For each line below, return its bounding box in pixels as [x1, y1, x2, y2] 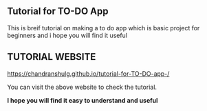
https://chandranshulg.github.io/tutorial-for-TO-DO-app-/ [7, 69, 170, 78]
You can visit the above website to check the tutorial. [7, 83, 157, 91]
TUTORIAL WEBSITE [7, 51, 96, 63]
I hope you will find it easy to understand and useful [7, 96, 158, 104]
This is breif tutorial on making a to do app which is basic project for [7, 23, 200, 32]
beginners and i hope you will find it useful [7, 31, 128, 39]
